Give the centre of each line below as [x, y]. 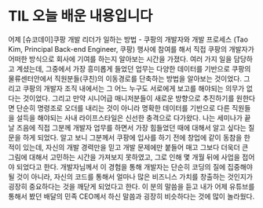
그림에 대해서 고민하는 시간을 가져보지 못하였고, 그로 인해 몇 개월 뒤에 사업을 [124, 157]
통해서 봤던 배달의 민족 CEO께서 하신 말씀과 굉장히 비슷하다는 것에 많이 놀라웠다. [131, 196]
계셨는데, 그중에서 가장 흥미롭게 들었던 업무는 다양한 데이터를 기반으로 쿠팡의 [133, 68]
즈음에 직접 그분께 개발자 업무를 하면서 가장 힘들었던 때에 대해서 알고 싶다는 [131, 127]
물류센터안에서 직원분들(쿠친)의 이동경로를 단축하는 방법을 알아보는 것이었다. [125, 78]
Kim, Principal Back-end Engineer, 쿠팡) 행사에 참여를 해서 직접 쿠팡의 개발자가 [131, 49]
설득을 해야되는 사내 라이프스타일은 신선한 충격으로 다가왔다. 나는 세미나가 [130, 118]
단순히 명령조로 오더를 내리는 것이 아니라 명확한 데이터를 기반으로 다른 [123, 108]
